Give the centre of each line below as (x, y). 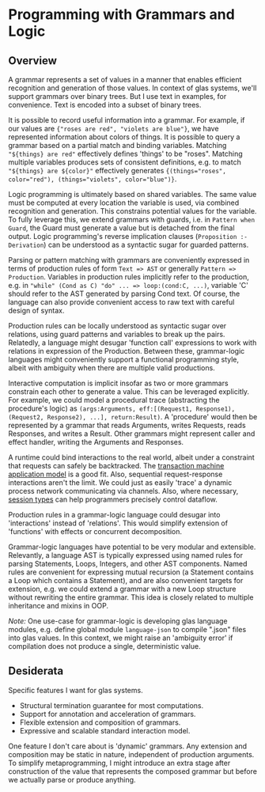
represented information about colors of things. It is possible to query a (124, 137)
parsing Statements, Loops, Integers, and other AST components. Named (128, 564)
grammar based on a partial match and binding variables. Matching (117, 145)
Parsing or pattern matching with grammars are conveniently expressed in (129, 260)
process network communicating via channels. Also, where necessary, (123, 491)
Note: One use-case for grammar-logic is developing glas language (118, 621)
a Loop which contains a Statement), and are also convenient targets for (126, 580)
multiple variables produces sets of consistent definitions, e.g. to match (125, 162)
